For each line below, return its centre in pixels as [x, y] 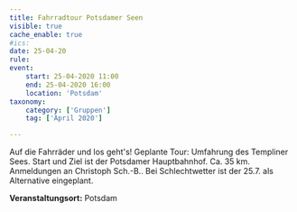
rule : [19, 60]
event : [22, 69]
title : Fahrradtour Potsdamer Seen [76, 18]
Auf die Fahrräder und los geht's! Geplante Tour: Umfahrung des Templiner [149, 152]
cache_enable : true [46, 34]
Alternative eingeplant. [51, 180]
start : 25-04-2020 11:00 [72, 77]
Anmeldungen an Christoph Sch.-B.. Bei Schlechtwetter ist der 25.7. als [141, 171]
